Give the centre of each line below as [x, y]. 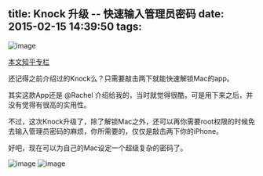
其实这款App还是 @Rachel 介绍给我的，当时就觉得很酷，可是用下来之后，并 [131, 95]
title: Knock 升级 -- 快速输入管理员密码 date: [116, 14]
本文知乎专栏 [29, 62]
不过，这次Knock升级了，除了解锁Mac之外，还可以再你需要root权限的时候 [128, 121]
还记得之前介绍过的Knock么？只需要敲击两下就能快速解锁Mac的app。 [121, 78]
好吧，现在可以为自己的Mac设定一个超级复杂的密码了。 [98, 148]
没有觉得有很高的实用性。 [49, 105]
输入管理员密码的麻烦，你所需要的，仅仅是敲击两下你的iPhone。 [119, 131]
